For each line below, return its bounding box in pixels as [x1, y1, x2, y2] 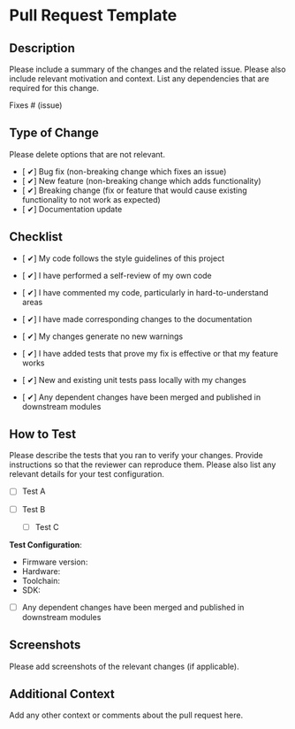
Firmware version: [21, 556, 88, 567]
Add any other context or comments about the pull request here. [9, 710, 244, 721]
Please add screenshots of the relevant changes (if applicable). [9, 661, 240, 671]
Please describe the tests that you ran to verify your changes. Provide [9, 450, 263, 461]
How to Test [9, 426, 77, 442]
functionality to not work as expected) [21, 194, 161, 204]
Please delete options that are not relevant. [9, 149, 166, 159]
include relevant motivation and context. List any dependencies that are [9, 73, 269, 84]
